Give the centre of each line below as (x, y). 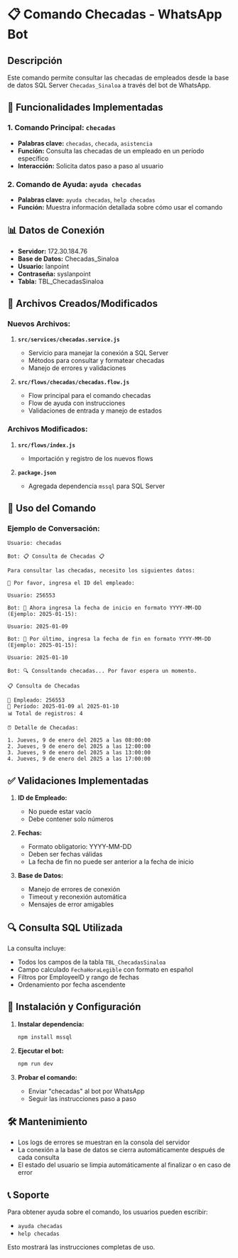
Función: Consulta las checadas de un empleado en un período (111, 151)
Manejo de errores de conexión (74, 889)
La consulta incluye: (37, 948)
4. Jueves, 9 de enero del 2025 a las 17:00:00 (79, 759)
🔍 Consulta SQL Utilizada (65, 927)
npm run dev (35, 1063)
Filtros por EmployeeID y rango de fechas (79, 977)
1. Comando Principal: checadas (61, 128)
